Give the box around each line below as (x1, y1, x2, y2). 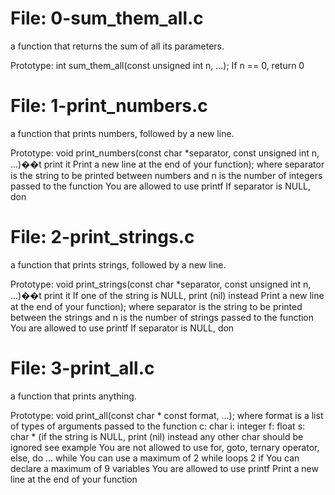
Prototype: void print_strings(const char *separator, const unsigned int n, (10, 278, 312, 290)
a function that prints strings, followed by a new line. (10, 258, 227, 271)
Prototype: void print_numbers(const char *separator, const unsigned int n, (10, 147, 320, 159)
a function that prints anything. (10, 390, 137, 402)
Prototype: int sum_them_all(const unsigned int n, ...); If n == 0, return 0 (10, 59, 305, 71)
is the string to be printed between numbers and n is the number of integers (10, 169, 323, 181)
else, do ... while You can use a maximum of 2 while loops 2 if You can (10, 452, 300, 464)
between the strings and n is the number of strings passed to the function (10, 311, 315, 323)
